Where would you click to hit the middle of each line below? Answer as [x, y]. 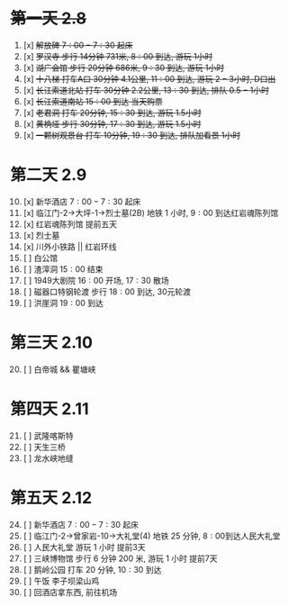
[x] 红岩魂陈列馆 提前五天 [70, 224]
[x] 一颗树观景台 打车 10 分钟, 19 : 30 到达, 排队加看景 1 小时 [132, 135]
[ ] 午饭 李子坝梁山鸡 [61, 581]
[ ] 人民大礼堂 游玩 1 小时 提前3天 [84, 547]
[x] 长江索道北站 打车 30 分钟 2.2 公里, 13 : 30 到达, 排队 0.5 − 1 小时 [146, 90]
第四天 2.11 [50, 409]
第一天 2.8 [49, 18]
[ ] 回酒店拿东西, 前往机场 [70, 592]
